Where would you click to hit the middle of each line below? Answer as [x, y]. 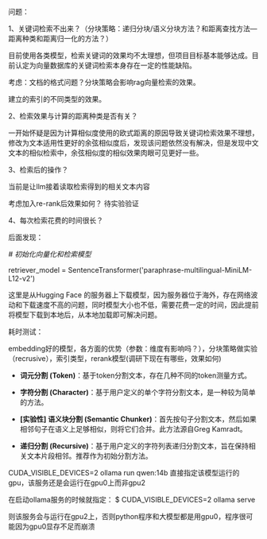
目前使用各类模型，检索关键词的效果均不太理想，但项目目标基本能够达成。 [130, 55]
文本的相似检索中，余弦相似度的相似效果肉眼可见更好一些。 [106, 153]
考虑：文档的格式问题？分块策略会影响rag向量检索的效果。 [104, 82]
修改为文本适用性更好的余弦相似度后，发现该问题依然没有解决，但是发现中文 [133, 143]
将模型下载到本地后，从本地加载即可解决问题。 [85, 315]
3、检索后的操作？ [39, 170]
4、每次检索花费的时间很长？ [56, 220]
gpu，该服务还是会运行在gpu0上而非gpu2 [77, 483]
